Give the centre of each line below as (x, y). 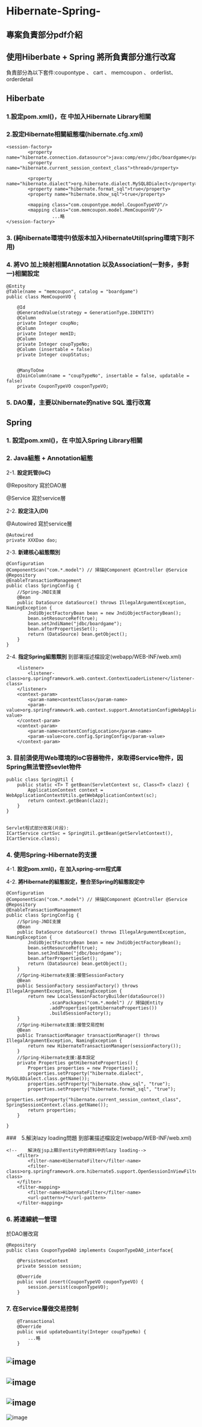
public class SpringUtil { (40, 780)
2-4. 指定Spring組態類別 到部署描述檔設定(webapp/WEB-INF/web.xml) (94, 656)
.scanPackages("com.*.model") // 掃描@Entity (106, 1003)
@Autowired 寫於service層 (39, 524)
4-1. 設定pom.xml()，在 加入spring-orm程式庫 (64, 869)
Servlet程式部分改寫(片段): (38, 828)
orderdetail (20, 79)
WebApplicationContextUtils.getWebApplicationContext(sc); (82, 796)
